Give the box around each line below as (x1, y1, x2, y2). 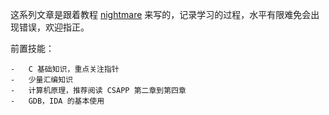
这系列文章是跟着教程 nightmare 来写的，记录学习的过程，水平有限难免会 (10, 9, 312, 20)
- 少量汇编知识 (10, 75, 73, 85)
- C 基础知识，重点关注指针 (10, 64, 120, 74)
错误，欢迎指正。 (18, 21, 90, 33)
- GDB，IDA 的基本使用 (10, 96, 105, 106)
